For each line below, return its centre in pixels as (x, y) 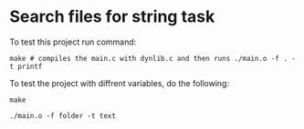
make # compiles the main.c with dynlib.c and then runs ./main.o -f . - (153, 58)
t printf (26, 66)
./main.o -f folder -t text (63, 115)
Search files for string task (112, 17)
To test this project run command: (73, 42)
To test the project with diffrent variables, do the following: (120, 83)
